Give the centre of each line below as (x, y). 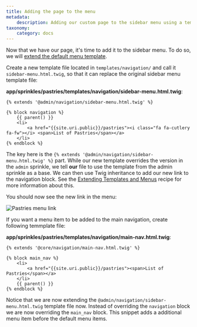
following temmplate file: (36, 226)
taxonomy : (18, 28)
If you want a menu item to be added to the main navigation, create (87, 220)
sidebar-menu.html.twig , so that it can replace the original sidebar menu (93, 74)
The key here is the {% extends (43, 154)
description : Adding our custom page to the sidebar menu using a (99, 22)
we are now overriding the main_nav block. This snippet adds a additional (94, 312)
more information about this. (40, 186)
